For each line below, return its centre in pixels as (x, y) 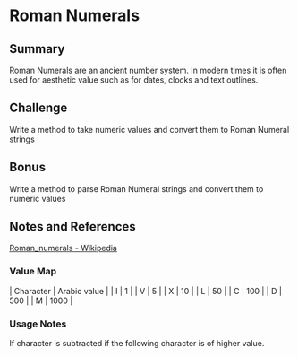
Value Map (33, 272)
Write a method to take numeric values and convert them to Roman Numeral (149, 129)
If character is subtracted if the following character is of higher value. (137, 344)
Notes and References (72, 226)
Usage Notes (38, 324)
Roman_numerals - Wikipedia (64, 248)
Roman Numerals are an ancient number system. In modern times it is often (148, 70)
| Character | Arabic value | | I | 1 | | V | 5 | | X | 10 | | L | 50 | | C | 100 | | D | (145, 291)
